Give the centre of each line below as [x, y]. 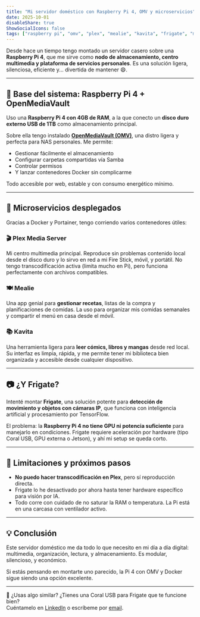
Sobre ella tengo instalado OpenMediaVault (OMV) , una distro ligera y [93, 135]
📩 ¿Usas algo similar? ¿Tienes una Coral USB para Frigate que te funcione [96, 595]
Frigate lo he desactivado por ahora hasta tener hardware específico [99, 490]
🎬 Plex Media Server [36, 238]
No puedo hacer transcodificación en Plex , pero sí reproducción [95, 477]
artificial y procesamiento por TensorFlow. [58, 415]
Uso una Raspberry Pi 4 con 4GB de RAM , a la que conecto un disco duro [98, 117]
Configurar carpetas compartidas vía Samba [69, 159]
